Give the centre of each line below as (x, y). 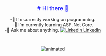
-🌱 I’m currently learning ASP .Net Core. (53, 25)
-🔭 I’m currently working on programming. (53, 19)
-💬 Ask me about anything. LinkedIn (53, 30)
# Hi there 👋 (53, 8)
